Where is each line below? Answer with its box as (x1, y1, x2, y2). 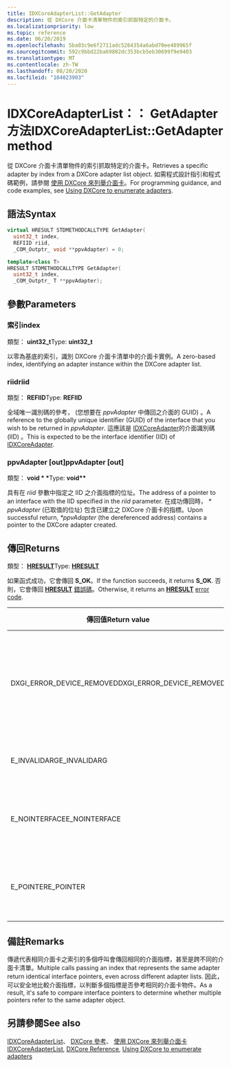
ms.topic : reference (7, 29, 67, 36)
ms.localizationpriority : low (7, 23, 94, 30)
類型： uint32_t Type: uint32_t (7, 338, 93, 346)
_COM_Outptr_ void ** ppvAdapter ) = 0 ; (13, 245, 125, 253)
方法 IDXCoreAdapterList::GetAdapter (7, 123, 223, 138)
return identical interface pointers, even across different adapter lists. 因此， (7, 972, 223, 980)
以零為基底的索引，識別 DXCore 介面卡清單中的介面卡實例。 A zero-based (7, 352, 216, 360)
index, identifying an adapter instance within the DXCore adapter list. (7, 360, 202, 368)
